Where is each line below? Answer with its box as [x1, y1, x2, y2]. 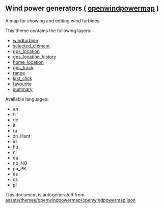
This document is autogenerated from [5, 191, 85, 198]
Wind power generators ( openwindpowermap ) [5, 4, 159, 13]
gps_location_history [12, 54, 57, 60]
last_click [12, 75, 32, 81]
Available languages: [5, 96, 49, 102]
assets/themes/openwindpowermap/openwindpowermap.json [5, 197, 136, 203]
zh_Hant [12, 133, 31, 139]
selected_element [12, 43, 50, 49]
